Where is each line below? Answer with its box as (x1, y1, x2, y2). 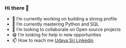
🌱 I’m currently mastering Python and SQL (12, 21, 99, 27)
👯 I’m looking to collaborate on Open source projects (12, 26, 121, 32)
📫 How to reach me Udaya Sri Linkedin (12, 37, 94, 43)
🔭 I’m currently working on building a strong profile (12, 16, 117, 22)
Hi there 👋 (5, 4, 30, 11)
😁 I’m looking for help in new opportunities (12, 32, 101, 38)
